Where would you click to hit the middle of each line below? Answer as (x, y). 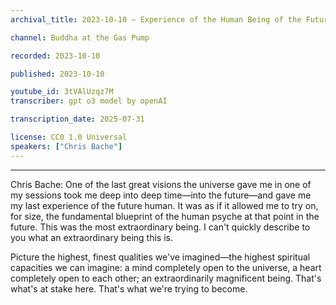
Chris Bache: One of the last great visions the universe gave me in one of (161, 184)
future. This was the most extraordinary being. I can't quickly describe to (160, 227)
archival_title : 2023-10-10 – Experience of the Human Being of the (156, 19)
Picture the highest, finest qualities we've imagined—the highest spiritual (160, 257)
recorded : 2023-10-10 (55, 56)
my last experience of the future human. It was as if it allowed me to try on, (164, 205)
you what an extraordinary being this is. (91, 237)
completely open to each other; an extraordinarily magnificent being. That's (166, 278)
